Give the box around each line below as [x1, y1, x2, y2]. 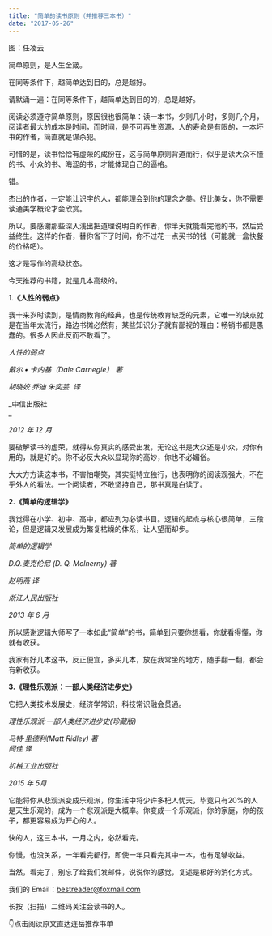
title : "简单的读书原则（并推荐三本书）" [8, 11, 132, 20]
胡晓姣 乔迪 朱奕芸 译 [8, 381, 81, 391]
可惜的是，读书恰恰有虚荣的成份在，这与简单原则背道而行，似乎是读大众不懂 [8, 149, 264, 159]
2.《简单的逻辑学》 [8, 496, 73, 506]
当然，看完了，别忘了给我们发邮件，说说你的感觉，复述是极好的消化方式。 [8, 867, 257, 877]
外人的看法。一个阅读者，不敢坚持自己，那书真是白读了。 [15, 479, 207, 489]
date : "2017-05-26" [8, 19, 74, 28]
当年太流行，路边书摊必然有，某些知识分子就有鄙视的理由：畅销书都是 [22, 320, 257, 330]
